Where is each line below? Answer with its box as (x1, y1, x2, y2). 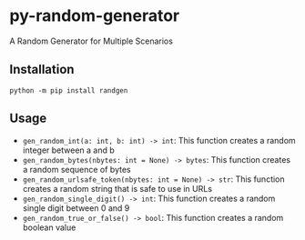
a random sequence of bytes (22, 164, 131, 175)
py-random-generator (9, 5, 180, 26)
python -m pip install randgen (9, 85, 128, 95)
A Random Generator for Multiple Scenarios (9, 35, 173, 46)
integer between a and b (22, 145, 116, 155)
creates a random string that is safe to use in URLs (22, 183, 212, 194)
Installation (9, 62, 75, 77)
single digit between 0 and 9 (22, 202, 130, 214)
